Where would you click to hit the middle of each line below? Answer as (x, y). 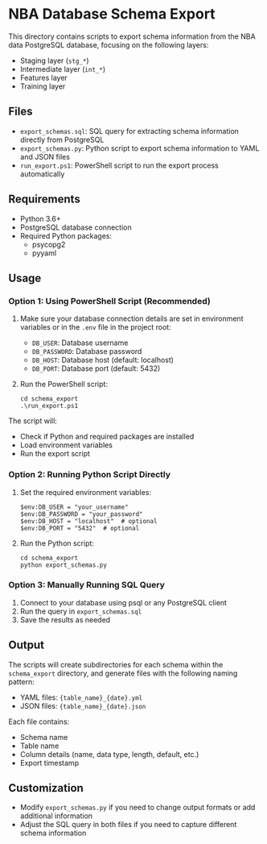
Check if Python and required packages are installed (107, 437)
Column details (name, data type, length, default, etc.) (109, 754)
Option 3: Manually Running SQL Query (86, 585)
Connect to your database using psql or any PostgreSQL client (123, 602)
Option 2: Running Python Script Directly (90, 475)
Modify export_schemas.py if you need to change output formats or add (138, 808)
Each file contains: (39, 721)
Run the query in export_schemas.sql (81, 611)
